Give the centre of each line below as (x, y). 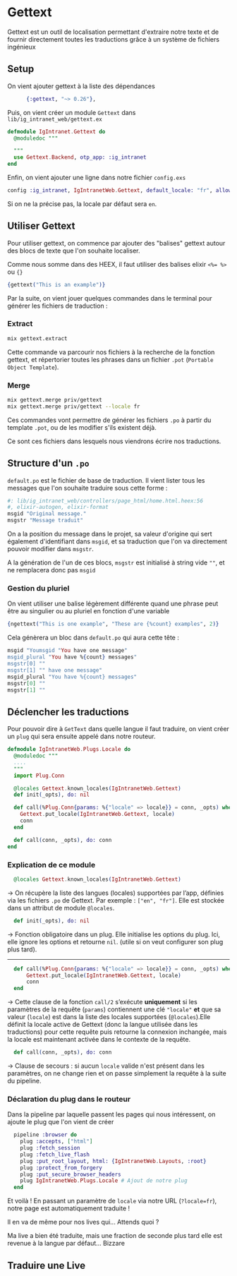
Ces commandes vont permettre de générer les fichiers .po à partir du (109, 420)
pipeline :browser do (45, 1135)
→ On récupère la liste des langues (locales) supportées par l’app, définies (116, 893)
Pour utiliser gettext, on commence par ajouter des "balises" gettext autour (116, 243)
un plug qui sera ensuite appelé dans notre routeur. (82, 736)
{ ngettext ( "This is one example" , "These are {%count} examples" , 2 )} (113, 624)
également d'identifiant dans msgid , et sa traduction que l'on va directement (117, 541)
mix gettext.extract (38, 338)
